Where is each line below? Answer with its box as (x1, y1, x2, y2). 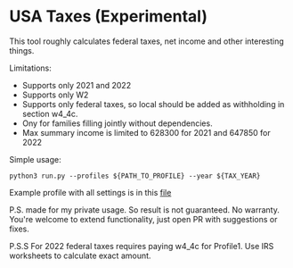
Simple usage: (9, 154, 62, 164)
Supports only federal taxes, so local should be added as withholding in (21, 98, 285, 109)
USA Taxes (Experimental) (9, 6, 208, 27)
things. (9, 45, 35, 55)
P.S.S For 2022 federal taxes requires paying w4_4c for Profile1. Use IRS (9, 240, 274, 251)
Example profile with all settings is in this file (9, 187, 172, 197)
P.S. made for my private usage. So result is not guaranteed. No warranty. (9, 204, 281, 215)
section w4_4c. (21, 108, 78, 119)
